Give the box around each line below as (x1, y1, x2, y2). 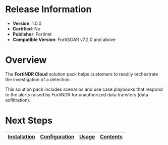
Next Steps (5, 115, 53, 126)
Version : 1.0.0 (12, 20, 42, 26)
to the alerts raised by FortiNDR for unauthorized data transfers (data (5, 91, 149, 97)
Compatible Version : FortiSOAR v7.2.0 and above (12, 37, 116, 43)
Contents (100, 133, 123, 140)
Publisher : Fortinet (12, 31, 52, 37)
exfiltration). (5, 97, 31, 103)
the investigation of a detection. (5, 76, 71, 82)
